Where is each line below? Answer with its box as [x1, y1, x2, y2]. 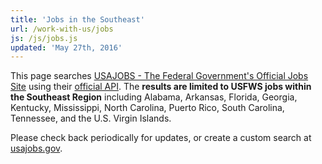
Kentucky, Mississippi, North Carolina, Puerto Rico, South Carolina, [10, 102, 285, 114]
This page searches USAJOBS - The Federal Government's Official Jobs [10, 70, 309, 82]
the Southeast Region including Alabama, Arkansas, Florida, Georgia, [10, 91, 298, 103]
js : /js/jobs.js [10, 33, 78, 43]
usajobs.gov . [10, 142, 63, 155]
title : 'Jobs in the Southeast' [10, 14, 145, 25]
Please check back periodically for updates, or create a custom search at [10, 132, 312, 144]
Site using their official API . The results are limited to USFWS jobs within [10, 81, 312, 93]
